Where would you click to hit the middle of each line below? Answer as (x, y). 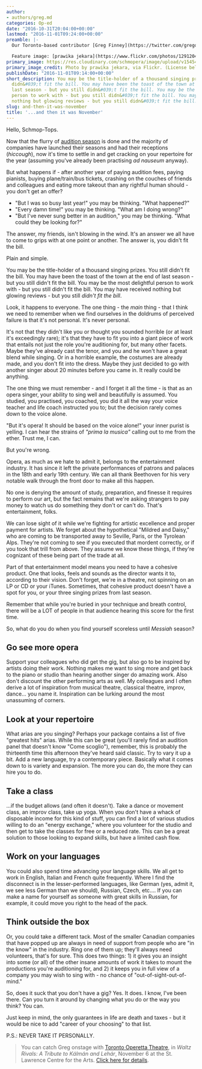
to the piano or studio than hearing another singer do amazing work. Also (97, 675)
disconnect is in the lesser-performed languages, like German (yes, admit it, (100, 884)
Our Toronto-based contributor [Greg (59, 46)
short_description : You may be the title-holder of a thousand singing (98, 79)
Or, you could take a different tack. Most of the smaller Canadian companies (101, 937)
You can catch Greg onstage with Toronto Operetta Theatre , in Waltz (106, 1047)
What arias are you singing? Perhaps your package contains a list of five (96, 734)
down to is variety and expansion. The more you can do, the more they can (99, 766)
